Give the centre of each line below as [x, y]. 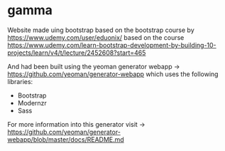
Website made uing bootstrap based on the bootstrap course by [101, 30]
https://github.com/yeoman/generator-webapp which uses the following [113, 74]
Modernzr [32, 103]
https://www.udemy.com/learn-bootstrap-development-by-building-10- [112, 45]
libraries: [20, 81]
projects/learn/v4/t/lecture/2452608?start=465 [77, 53]
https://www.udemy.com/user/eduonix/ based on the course [96, 37]
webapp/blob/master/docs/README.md [66, 139]
